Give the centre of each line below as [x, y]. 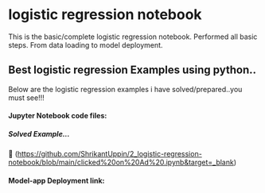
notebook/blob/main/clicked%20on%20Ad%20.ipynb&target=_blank [121, 162]
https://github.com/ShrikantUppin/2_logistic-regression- [110, 154]
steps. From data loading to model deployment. [86, 44]
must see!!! [27, 98]
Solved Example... [39, 133]
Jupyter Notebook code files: [58, 116]
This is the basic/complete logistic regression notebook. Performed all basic [133, 37]
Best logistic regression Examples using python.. [132, 70]
